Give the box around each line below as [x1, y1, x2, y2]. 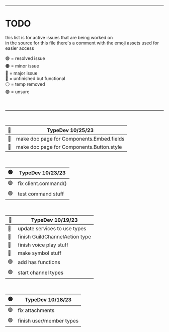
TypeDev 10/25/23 [47, 126, 94, 134]
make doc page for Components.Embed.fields [16, 135, 125, 142]
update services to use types [18, 225, 87, 232]
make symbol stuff [18, 249, 62, 256]
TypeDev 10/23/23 [19, 169, 66, 176]
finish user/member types [18, 317, 79, 324]
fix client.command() [18, 180, 67, 187]
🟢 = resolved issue [5, 55, 45, 61]
